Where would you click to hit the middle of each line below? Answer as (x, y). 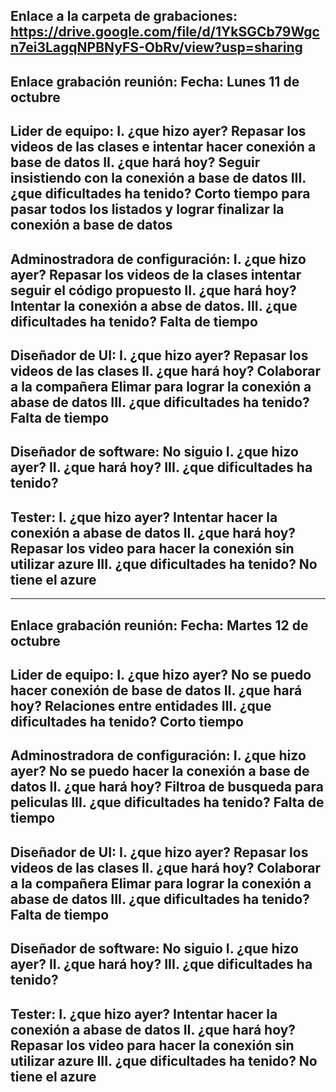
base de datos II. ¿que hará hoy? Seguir (135, 162)
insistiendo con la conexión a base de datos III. (158, 178)
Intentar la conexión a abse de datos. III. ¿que (154, 305)
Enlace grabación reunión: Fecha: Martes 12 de (159, 625)
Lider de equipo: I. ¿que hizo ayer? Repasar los (158, 131)
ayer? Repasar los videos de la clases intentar (156, 274)
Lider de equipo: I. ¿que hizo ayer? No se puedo (161, 674)
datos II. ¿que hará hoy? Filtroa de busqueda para (167, 787)
